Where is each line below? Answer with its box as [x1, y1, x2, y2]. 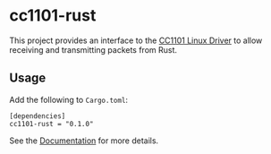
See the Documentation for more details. [9, 135, 159, 146]
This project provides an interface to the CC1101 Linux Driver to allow [9, 35, 263, 46]
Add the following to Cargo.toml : [9, 94, 128, 105]
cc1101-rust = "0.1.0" [9, 119, 94, 128]
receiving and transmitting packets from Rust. [9, 44, 177, 55]
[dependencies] [9, 111, 66, 121]
